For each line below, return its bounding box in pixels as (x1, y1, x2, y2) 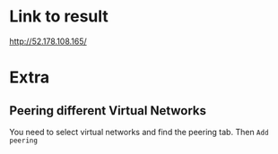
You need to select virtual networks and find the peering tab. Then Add (9, 126, 269, 137)
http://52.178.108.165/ (9, 36, 87, 47)
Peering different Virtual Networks (9, 103, 207, 118)
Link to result (9, 6, 109, 27)
